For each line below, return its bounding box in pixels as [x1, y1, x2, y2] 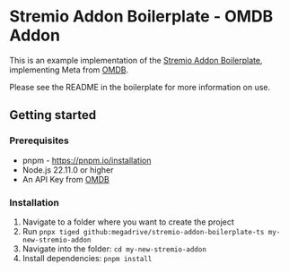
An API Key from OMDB [22, 174, 109, 184]
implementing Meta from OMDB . [9, 64, 128, 75]
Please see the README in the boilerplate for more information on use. [9, 81, 271, 92]
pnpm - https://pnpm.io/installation [22, 155, 152, 166]
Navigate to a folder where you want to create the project [22, 217, 235, 227]
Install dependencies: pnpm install [22, 252, 153, 263]
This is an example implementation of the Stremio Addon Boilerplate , [9, 55, 263, 65]
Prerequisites [9, 134, 69, 147]
